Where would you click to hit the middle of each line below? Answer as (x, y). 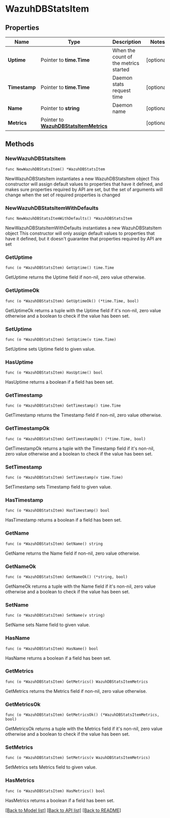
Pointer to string (60, 108)
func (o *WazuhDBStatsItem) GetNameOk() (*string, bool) (67, 577)
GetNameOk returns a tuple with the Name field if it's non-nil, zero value (80, 586)
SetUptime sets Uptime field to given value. (50, 349)
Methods (20, 144)
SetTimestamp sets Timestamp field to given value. (59, 487)
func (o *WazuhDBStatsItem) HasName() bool (52, 649)
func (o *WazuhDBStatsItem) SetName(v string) (55, 616)
